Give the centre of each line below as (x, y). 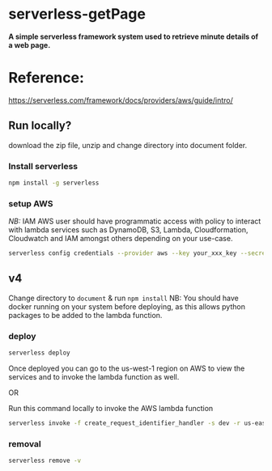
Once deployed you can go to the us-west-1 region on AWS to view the (127, 368)
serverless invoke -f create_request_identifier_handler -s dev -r (125, 423)
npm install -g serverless (54, 183)
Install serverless (43, 166)
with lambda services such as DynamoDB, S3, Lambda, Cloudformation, (128, 230)
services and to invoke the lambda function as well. (94, 377)
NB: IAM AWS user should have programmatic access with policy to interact (135, 221)
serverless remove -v (45, 461)
